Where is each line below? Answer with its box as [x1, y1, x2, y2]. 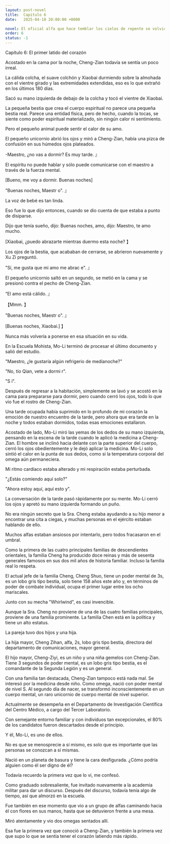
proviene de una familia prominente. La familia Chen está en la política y [5, 614, 155, 620]
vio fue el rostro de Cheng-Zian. [5, 399, 72, 405]
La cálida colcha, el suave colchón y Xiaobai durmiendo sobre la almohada [5, 75, 161, 80]
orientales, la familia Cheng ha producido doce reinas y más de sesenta [5, 552, 154, 558]
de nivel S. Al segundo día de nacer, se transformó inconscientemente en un [5, 686, 164, 692]
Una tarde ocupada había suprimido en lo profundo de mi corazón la [5, 409, 148, 414]
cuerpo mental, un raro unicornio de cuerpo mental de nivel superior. [5, 691, 149, 697]
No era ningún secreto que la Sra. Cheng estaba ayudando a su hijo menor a [5, 511, 165, 517]
